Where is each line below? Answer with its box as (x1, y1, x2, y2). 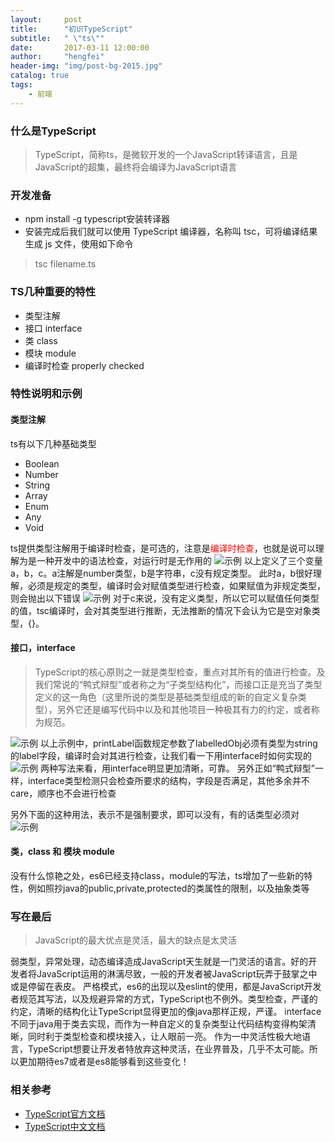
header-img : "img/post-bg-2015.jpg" (10, 61, 163, 71)
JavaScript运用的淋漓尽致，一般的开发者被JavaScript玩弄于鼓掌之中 (36, 968, 318, 980)
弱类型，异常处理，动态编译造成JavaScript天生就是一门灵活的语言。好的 (10, 956, 309, 968)
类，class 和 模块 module (10, 846, 115, 858)
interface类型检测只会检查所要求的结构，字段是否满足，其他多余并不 (27, 774, 310, 786)
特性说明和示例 (10, 387, 83, 401)
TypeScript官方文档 (24, 1107, 106, 1120)
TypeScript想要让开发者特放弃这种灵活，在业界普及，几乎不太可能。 (27, 1043, 310, 1055)
